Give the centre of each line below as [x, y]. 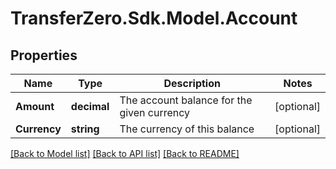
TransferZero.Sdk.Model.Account [154, 18]
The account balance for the [186, 100]
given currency [155, 112]
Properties [44, 55]
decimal [90, 106]
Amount [35, 106]
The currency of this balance [187, 129]
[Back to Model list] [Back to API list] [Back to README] [125, 153]
